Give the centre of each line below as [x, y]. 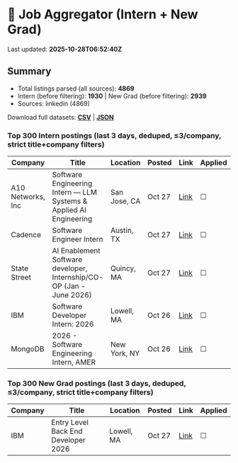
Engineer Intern [78, 239]
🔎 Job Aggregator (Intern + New [103, 15]
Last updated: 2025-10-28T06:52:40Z [65, 49]
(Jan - [75, 286]
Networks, [28, 197]
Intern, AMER [74, 362]
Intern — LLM [75, 193]
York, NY [125, 353]
